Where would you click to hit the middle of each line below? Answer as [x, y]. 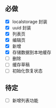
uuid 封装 [22, 27]
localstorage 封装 [30, 22]
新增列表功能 [25, 101]
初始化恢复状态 [27, 71]
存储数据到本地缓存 [32, 53]
